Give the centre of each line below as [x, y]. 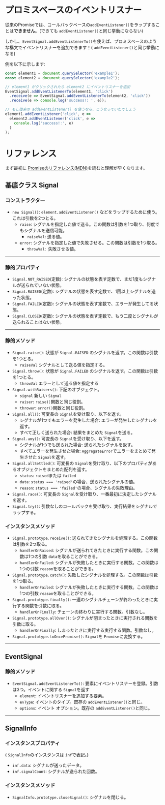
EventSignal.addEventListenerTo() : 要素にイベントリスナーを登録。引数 [85, 683]
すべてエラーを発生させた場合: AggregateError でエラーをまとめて [85, 451]
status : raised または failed [48, 475]
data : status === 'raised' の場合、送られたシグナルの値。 [78, 481]
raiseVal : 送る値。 [46, 237]
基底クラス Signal [32, 185]
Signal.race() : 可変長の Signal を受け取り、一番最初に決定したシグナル [84, 494]
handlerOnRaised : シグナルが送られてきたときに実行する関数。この [87, 550]
